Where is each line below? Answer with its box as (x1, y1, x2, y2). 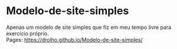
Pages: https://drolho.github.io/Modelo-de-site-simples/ (6, 36, 143, 43)
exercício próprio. (6, 30, 49, 37)
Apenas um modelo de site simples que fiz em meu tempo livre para (6, 24, 172, 31)
